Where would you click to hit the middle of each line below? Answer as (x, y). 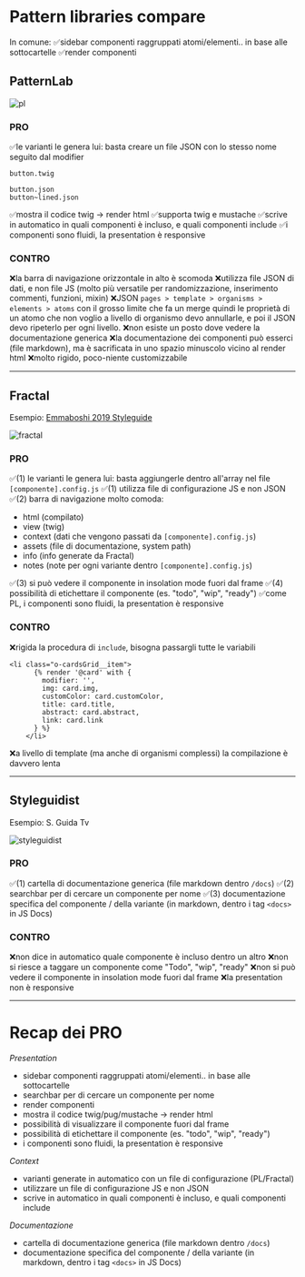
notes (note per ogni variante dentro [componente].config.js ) (137, 565)
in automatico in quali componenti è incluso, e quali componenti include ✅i (149, 225)
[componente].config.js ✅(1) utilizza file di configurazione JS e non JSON (148, 489)
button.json (32, 190)
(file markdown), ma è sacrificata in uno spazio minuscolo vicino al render (148, 349)
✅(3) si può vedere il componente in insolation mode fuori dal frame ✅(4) (147, 583)
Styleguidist (44, 801)
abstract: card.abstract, (91, 712)
